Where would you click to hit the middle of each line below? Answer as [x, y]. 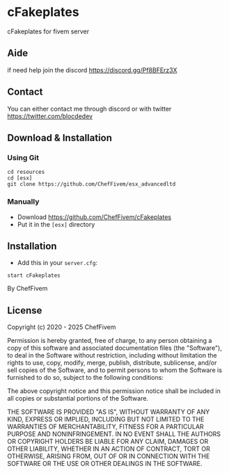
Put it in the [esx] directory [56, 224]
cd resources [26, 172]
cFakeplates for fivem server [48, 31]
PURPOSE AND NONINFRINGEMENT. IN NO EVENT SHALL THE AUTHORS [114, 434]
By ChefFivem [27, 289]
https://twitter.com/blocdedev [50, 116]
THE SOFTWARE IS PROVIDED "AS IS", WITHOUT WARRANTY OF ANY [109, 412]
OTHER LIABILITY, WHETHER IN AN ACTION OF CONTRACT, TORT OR [109, 449]
